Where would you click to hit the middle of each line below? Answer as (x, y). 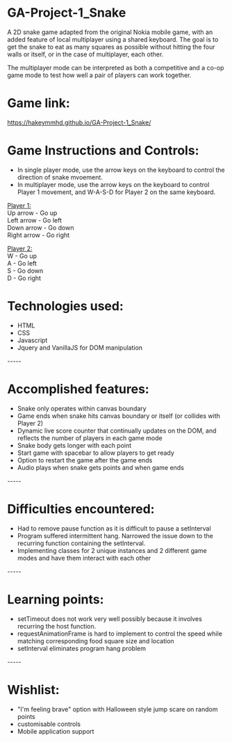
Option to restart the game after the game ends (85, 460)
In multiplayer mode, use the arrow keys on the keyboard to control (113, 184)
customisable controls (49, 724)
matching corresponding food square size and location (96, 640)
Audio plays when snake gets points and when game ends (100, 467)
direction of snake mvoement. (60, 177)
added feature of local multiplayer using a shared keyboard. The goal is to (113, 39)
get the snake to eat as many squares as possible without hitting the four (111, 47)
